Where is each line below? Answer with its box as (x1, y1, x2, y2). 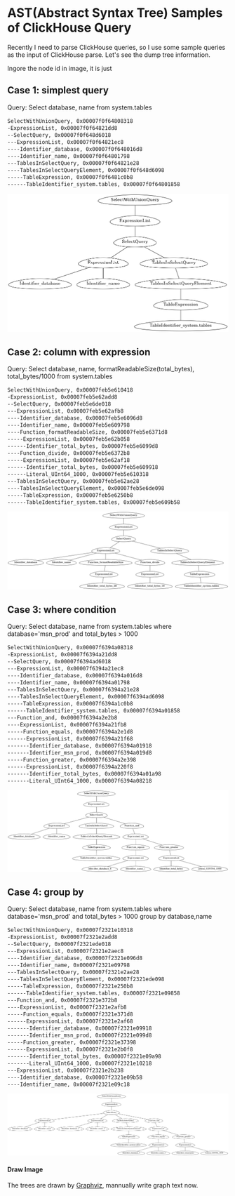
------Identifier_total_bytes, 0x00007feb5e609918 (7, 464, 159, 471)
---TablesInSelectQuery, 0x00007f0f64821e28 (7, 159, 140, 166)
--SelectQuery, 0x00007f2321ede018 (7, 941, 112, 948)
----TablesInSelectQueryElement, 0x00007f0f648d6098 (7, 166, 165, 173)
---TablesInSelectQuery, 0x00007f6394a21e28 (7, 686, 140, 693)
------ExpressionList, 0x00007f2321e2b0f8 (7, 1046, 133, 1054)
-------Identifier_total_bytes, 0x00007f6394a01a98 (7, 771, 161, 778)
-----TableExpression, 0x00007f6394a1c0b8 (7, 700, 133, 707)
